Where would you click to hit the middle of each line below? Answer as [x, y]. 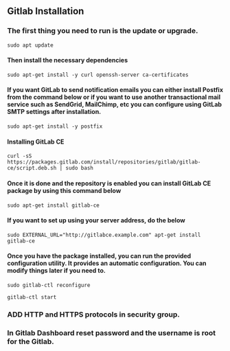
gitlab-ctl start [32, 297]
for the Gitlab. [31, 341]
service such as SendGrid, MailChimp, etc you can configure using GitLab [114, 104]
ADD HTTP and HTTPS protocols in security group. [94, 314]
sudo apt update [30, 45]
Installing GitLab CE [36, 141]
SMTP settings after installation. [54, 112]
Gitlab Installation [46, 11]
